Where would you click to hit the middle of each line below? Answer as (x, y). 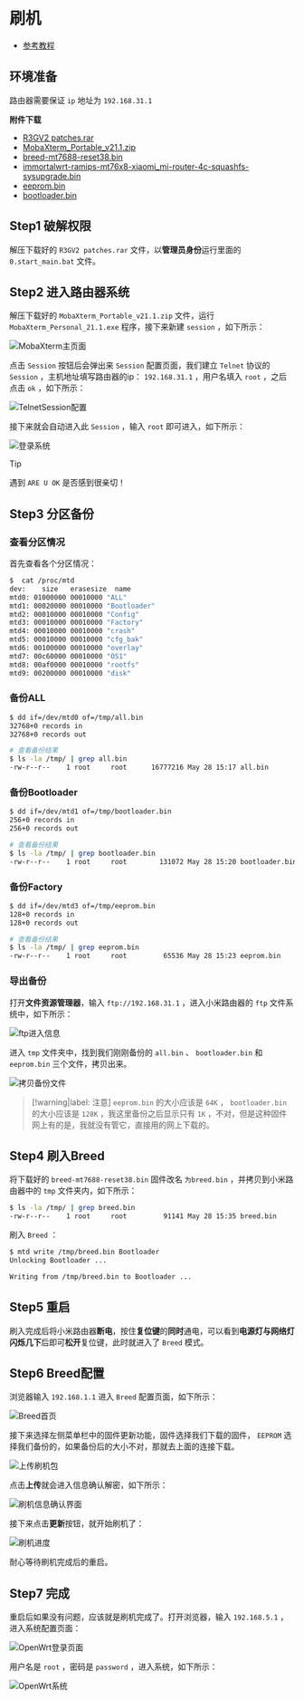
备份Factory (36, 887)
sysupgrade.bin (52, 176)
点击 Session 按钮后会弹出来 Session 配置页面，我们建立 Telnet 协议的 (140, 365)
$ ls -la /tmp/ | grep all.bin (68, 759)
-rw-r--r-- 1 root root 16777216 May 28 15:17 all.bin (139, 768)
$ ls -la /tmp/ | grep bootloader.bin (82, 853)
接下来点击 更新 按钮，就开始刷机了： (77, 1523)
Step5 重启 (40, 1307)
